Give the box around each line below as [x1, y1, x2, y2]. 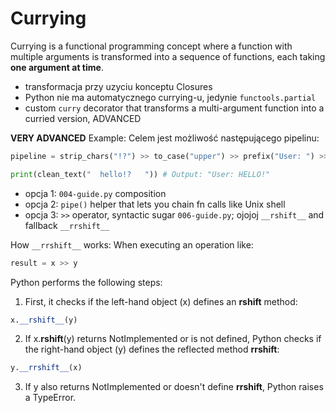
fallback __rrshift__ [24, 219, 110, 231]
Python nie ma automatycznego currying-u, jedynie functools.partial [24, 91, 317, 103]
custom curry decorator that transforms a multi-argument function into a [24, 102, 325, 114]
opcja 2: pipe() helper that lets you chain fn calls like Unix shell [24, 198, 286, 210]
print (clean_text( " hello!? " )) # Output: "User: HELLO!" [10, 169, 271, 179]
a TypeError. [24, 392, 77, 404]
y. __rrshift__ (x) [10, 363, 83, 373]
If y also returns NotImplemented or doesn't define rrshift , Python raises [24, 381, 324, 393]
